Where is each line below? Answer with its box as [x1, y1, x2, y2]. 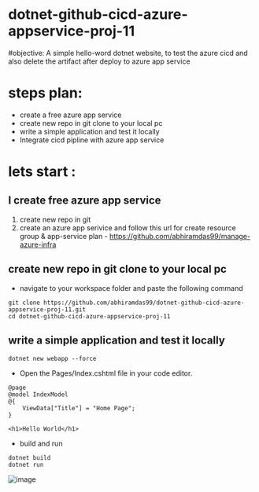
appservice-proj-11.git [8, 305, 87, 314]
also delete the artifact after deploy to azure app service [8, 57, 191, 66]
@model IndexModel [8, 391, 68, 398]
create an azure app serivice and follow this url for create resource [19, 222, 236, 233]
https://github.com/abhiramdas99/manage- [109, 231, 250, 240]
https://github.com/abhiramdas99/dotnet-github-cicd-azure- [43, 299, 245, 307]
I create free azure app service [8, 194, 161, 207]
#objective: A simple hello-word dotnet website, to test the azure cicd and [8, 48, 248, 57]
